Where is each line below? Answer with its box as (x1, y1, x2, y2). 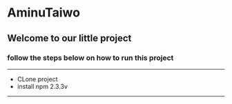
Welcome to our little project (7, 32, 132, 44)
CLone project (17, 74, 58, 83)
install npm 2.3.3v (17, 82, 68, 90)
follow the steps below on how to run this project (7, 53, 174, 63)
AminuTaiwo (7, 5, 81, 21)
